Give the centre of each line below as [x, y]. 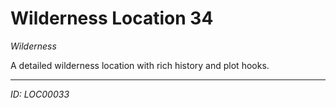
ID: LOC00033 [40, 94]
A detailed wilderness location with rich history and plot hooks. [140, 65]
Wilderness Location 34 [112, 18]
